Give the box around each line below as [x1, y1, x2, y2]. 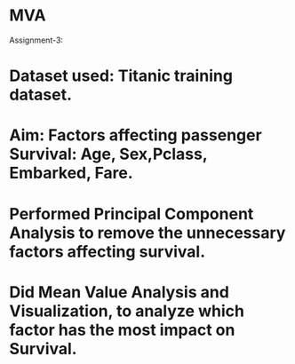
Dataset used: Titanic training [9, 66, 234, 86]
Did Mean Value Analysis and [9, 281, 229, 302]
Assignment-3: [9, 35, 64, 45]
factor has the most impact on [9, 320, 235, 340]
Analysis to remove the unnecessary [9, 223, 286, 242]
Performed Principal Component [9, 203, 254, 224]
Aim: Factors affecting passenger [9, 125, 262, 146]
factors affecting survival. [9, 241, 206, 262]
